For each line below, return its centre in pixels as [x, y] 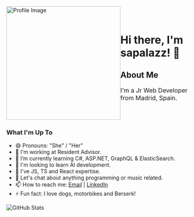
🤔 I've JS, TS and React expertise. [57, 172]
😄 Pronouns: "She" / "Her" [49, 145]
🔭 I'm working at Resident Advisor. [58, 152]
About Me [140, 75]
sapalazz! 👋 [151, 52]
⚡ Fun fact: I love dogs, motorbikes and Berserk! [75, 194]
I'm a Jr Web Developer [154, 90]
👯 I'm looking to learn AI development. [63, 165]
